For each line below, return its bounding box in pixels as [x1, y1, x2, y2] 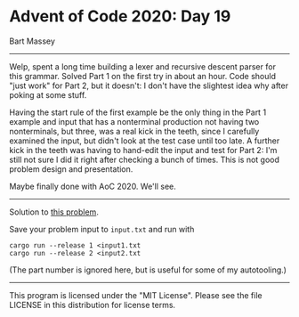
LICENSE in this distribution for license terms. [9, 299, 176, 310]
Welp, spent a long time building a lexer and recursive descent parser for [9, 61, 276, 72]
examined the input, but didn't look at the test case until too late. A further [9, 135, 280, 146]
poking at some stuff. [9, 89, 87, 100]
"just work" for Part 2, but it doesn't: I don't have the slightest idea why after [9, 80, 289, 91]
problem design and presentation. [9, 163, 133, 175]
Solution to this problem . [9, 207, 100, 217]
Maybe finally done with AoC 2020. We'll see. [9, 181, 176, 191]
